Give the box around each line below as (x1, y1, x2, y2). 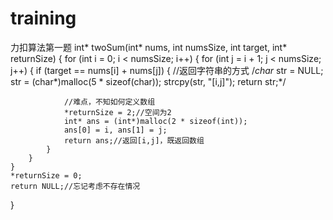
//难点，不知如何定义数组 (63, 97, 156, 107)
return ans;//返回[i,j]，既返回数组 (63, 135, 205, 146)
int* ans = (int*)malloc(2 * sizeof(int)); (63, 116, 248, 126)
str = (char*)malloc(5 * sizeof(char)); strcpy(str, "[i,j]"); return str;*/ (10, 75, 287, 87)
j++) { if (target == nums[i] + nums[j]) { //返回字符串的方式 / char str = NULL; (10, 64, 324, 76)
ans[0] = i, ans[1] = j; (63, 125, 168, 135)
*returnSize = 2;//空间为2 (63, 107, 172, 117)
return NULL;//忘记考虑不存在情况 (10, 181, 141, 191)
